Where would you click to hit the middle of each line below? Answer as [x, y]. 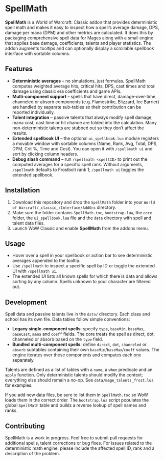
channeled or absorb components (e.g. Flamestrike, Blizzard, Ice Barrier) [86, 102]
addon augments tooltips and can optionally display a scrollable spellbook [80, 48]
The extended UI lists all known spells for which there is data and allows [85, 276]
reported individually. [34, 112]
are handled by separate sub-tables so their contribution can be [77, 107]
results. [20, 133]
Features [19, 69]
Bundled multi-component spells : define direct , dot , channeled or [79, 345]
